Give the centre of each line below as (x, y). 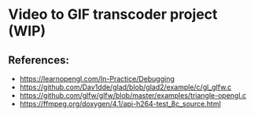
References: (39, 60)
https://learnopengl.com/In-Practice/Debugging (97, 79)
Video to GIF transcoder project (113, 14)
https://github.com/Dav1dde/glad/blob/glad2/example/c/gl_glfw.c (125, 87)
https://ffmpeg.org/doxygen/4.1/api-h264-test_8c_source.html (120, 104)
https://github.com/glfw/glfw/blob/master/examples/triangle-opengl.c (133, 95)
